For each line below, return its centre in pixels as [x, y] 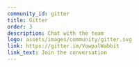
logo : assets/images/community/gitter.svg [69, 40]
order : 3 [20, 27]
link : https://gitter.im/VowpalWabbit [63, 46]
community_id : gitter [39, 14]
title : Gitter [28, 20]
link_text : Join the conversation [57, 53]
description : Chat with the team [56, 33]
